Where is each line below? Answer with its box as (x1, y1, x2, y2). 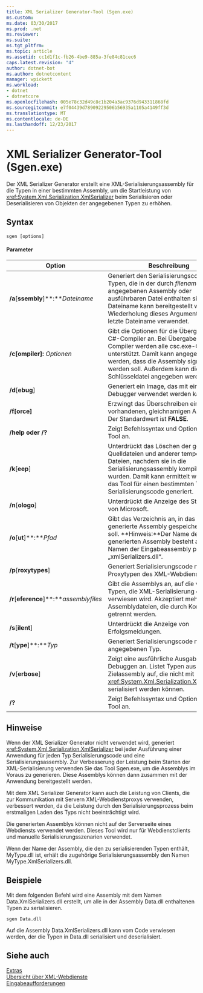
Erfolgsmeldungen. (108, 627, 162, 636)
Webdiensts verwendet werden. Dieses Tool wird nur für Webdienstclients (6, 826, 191, 834)
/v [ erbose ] (9, 670, 41, 678)
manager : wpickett (6, 76, 53, 82)
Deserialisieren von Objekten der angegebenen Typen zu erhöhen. (6, 200, 172, 207)
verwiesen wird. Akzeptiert (108, 595, 184, 603)
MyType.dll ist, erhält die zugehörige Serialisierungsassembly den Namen (6, 851, 190, 859)
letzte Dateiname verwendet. (108, 317, 190, 326)
